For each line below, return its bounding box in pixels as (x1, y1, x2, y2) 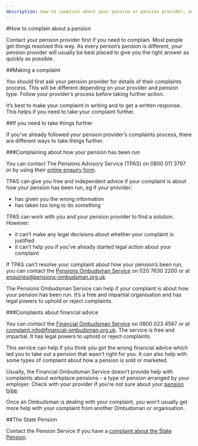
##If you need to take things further (6, 119, 93, 127)
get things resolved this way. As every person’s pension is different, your (6, 42, 183, 49)
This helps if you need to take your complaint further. (6, 108, 135, 115)
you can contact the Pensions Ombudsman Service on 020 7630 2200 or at (6, 267, 190, 274)
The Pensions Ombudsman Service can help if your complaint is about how (6, 285, 189, 292)
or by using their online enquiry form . (6, 166, 96, 173)
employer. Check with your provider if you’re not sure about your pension (6, 381, 184, 388)
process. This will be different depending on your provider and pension (6, 84, 179, 91)
